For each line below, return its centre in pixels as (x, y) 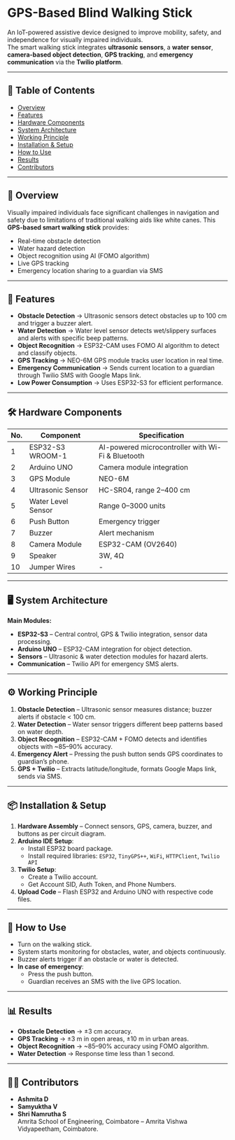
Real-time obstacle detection (59, 241)
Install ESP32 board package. (70, 848)
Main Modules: (29, 620)
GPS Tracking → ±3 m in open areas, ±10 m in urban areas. (103, 1039)
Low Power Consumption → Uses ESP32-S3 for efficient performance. (120, 383)
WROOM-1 (48, 456)
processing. (35, 641)
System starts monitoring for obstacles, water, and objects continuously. (122, 952)
